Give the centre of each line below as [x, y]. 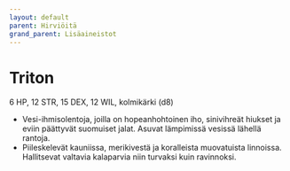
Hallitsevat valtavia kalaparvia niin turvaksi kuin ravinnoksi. [129, 157]
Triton [32, 78]
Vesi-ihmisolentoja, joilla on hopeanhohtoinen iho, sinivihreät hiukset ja [151, 120]
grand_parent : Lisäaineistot [63, 34]
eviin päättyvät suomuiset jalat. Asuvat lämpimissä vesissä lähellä [141, 128]
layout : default [39, 17]
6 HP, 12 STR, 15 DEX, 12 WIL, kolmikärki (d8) [92, 102]
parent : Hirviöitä [43, 26]
